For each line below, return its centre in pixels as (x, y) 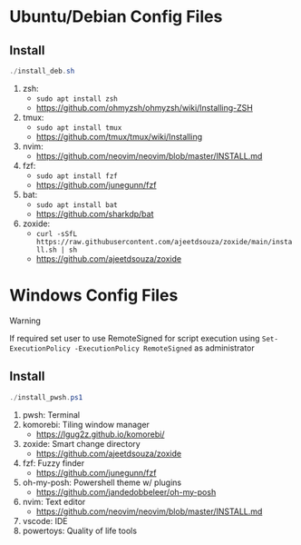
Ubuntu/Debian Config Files (116, 17)
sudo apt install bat (77, 205)
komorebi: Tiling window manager (86, 424)
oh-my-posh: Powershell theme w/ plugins (102, 482)
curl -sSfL (57, 233)
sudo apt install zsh (77, 99)
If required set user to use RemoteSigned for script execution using (135, 338)
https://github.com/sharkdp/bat (95, 213)
